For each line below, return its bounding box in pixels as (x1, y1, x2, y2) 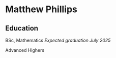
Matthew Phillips (5, 4, 78, 15)
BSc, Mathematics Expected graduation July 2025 (5, 37, 111, 43)
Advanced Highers (5, 47, 45, 53)
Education (5, 24, 39, 33)
